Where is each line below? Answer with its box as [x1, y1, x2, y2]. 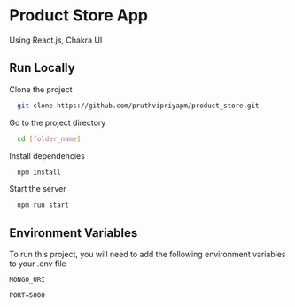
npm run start [17, 201, 69, 209]
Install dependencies [9, 150, 86, 161]
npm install [17, 168, 62, 177]
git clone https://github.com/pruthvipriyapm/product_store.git [17, 101, 260, 110]
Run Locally [9, 60, 75, 75]
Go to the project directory [9, 117, 106, 128]
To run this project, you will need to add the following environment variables [9, 249, 286, 260]
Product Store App [9, 5, 149, 26]
